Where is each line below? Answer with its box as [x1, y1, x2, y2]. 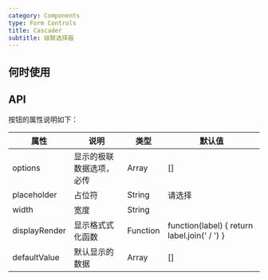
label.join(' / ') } [167, 230, 225, 241]
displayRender [12, 225, 66, 236]
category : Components [8, 11, 81, 20]
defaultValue [12, 252, 60, 263]
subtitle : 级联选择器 [8, 33, 74, 42]
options [12, 162, 41, 173]
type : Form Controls [8, 19, 77, 27]
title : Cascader [8, 26, 62, 34]
